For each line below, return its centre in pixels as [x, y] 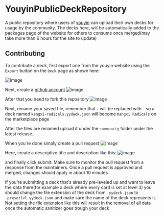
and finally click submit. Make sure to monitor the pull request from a [74, 162]
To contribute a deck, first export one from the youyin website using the [78, 65]
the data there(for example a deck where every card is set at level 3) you [78, 187]
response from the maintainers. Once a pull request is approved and [74, 167]
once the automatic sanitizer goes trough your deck [57, 208]
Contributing [25, 54]
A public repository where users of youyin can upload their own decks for [79, 23]
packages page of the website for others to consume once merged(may [78, 33]
